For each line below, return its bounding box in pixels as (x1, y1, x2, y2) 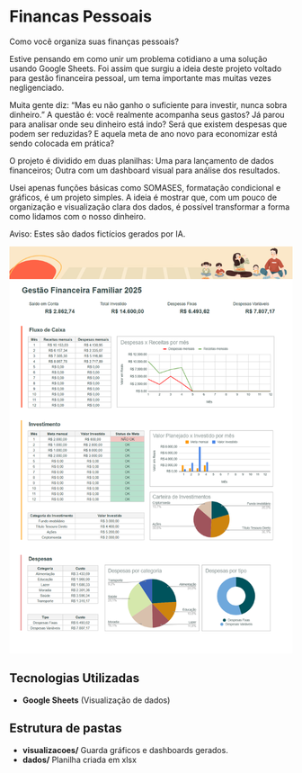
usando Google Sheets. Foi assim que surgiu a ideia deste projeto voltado (9, 63, 282, 74)
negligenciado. (9, 82, 65, 93)
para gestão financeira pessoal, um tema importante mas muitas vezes (9, 72, 271, 83)
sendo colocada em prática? (9, 138, 115, 148)
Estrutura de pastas (9, 721, 122, 736)
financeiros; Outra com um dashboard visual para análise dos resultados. (9, 165, 280, 175)
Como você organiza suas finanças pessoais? (9, 36, 180, 47)
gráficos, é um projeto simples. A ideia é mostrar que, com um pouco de (9, 192, 277, 202)
